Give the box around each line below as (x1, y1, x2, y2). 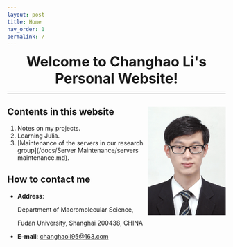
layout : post (7, 11, 45, 18)
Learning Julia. (17, 131, 60, 140)
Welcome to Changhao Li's (26, 53, 207, 71)
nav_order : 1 (7, 26, 45, 33)
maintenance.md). (17, 154, 69, 162)
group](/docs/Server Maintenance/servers (17, 146, 139, 155)
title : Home (7, 18, 42, 26)
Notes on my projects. (17, 125, 81, 133)
